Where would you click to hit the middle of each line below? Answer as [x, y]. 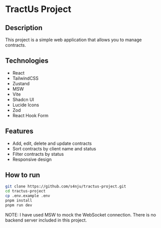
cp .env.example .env [28, 196]
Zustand [21, 83]
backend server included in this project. [46, 220]
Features [19, 131]
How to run [23, 175]
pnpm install [19, 201]
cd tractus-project [25, 191]
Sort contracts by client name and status [54, 148]
